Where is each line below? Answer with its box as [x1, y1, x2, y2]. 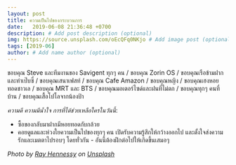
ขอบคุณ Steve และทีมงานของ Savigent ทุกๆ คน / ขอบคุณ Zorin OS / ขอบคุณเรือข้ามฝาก [7, 68, 224, 77]
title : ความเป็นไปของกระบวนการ [7, 17, 83, 24]
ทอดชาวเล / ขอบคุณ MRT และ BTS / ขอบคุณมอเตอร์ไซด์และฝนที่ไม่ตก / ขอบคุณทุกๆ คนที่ [7, 84, 220, 92]
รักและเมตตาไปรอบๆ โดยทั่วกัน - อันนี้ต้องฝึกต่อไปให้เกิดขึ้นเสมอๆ [17, 136, 170, 144]
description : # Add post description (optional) [7, 29, 152, 37]
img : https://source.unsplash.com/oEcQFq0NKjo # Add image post [7, 36, 199, 43]
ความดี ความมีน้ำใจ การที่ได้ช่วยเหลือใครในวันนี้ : [7, 106, 118, 114]
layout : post [7, 10, 46, 17]
